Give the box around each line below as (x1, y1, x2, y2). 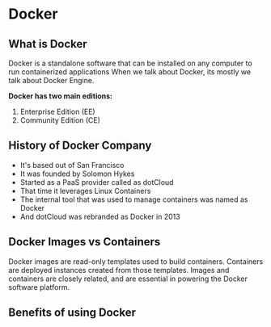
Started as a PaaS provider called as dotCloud (19, 177, 174, 187)
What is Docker (8, 37, 87, 51)
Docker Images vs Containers (8, 235, 161, 249)
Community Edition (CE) (19, 115, 101, 125)
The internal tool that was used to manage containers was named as (19, 195, 248, 204)
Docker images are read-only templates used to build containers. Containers (8, 256, 264, 266)
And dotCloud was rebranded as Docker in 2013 (19, 212, 180, 221)
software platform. (8, 282, 70, 291)
